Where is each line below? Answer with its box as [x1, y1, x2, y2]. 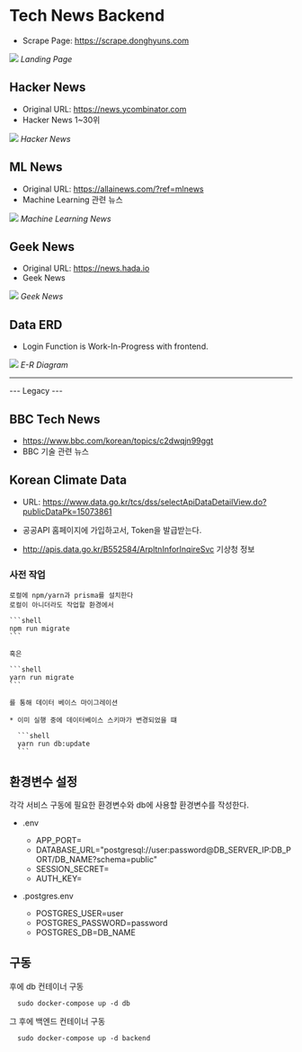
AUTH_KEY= [35, 873, 83, 884]
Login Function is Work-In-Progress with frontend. [22, 341, 209, 352]
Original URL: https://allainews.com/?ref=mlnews [22, 183, 204, 194]
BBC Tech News [9, 411, 101, 427]
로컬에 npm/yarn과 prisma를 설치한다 [9, 591, 134, 601]
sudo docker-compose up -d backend [17, 1033, 151, 1043]
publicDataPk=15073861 [22, 505, 112, 517]
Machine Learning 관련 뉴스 [22, 194, 123, 205]
